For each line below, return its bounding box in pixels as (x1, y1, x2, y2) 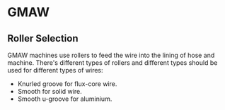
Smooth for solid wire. (17, 87, 83, 95)
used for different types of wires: (7, 66, 104, 74)
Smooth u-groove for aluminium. (17, 94, 112, 103)
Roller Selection (7, 32, 79, 44)
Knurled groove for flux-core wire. (17, 80, 117, 88)
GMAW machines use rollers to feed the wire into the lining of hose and (7, 51, 215, 59)
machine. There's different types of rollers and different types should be (7, 59, 218, 67)
